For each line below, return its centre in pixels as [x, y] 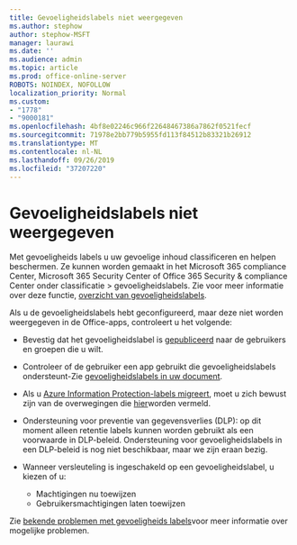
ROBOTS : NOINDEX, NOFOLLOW [60, 85]
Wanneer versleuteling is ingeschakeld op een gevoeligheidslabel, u [148, 467]
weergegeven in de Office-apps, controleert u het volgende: [121, 322]
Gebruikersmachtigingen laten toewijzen [111, 504]
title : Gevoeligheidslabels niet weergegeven [96, 18]
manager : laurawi [42, 43]
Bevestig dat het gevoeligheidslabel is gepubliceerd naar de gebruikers [154, 340]
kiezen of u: [44, 477]
